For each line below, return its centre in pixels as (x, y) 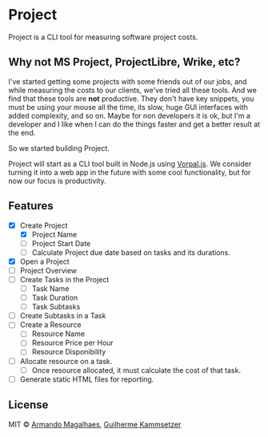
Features (31, 206)
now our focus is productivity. (57, 180)
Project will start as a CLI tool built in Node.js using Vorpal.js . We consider (130, 164)
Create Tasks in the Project (64, 279)
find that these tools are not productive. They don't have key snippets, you (131, 99)
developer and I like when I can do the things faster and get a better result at (134, 124)
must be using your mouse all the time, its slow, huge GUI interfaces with (128, 107)
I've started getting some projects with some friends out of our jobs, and (128, 81)
